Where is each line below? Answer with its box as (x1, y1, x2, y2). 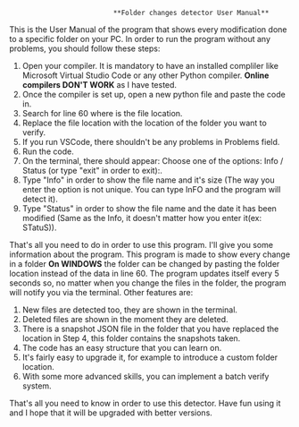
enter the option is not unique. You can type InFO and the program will (21, 184, 281, 194)
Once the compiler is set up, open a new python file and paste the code (21, 90, 286, 99)
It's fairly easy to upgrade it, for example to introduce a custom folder (21, 352, 278, 363)
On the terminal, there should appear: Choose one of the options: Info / (21, 156, 284, 166)
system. (21, 380, 52, 391)
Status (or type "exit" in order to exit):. (21, 166, 163, 175)
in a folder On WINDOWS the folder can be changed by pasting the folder (9, 259, 280, 269)
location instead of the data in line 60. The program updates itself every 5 (9, 269, 279, 278)
